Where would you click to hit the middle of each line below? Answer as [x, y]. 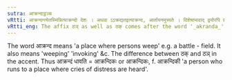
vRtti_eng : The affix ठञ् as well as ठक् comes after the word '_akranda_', [117, 26]
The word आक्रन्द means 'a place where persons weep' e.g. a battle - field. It [114, 46]
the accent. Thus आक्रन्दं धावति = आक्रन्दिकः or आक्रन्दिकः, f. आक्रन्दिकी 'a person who [115, 61]
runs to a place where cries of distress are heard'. [78, 69]
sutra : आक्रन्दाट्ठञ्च [29, 13]
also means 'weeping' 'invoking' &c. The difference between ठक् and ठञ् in [112, 54]
